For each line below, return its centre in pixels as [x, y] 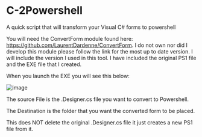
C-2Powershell [45, 11]
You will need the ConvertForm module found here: [70, 38]
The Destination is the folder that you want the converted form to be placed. [101, 111]
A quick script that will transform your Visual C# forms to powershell [91, 27]
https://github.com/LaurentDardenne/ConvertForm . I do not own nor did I [97, 45]
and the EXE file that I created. [44, 64]
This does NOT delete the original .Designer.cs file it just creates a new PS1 [99, 122]
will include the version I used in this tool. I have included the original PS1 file [101, 58]
